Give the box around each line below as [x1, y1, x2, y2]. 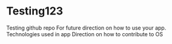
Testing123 [6, 4, 64, 18]
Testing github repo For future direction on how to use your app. [6, 24, 167, 31]
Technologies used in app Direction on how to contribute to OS [6, 30, 164, 37]
